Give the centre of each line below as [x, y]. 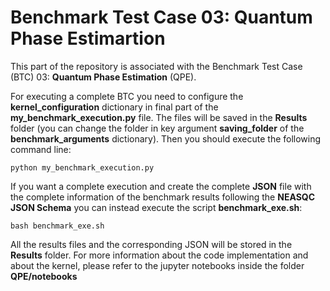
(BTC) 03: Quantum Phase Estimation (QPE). [103, 77]
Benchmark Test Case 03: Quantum [161, 17]
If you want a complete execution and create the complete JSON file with [161, 186]
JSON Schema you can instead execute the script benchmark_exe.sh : [156, 207]
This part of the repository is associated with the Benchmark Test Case [156, 66]
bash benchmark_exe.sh [57, 226]
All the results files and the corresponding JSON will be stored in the [151, 244]
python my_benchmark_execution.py [82, 167]
